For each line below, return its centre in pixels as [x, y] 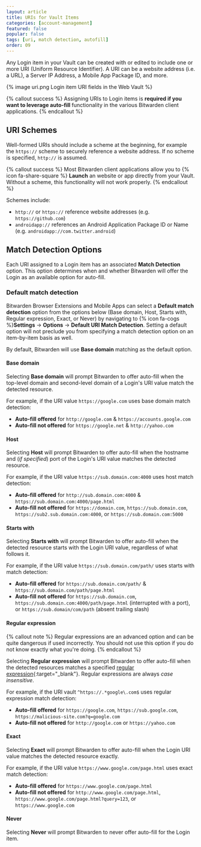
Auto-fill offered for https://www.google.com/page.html [83, 786]
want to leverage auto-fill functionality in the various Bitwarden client [92, 105]
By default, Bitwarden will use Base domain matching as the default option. [99, 349]
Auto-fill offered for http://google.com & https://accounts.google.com [103, 419]
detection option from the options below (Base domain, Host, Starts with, [97, 312]
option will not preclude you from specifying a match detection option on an [100, 331]
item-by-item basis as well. [40, 337]
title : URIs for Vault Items [43, 17]
